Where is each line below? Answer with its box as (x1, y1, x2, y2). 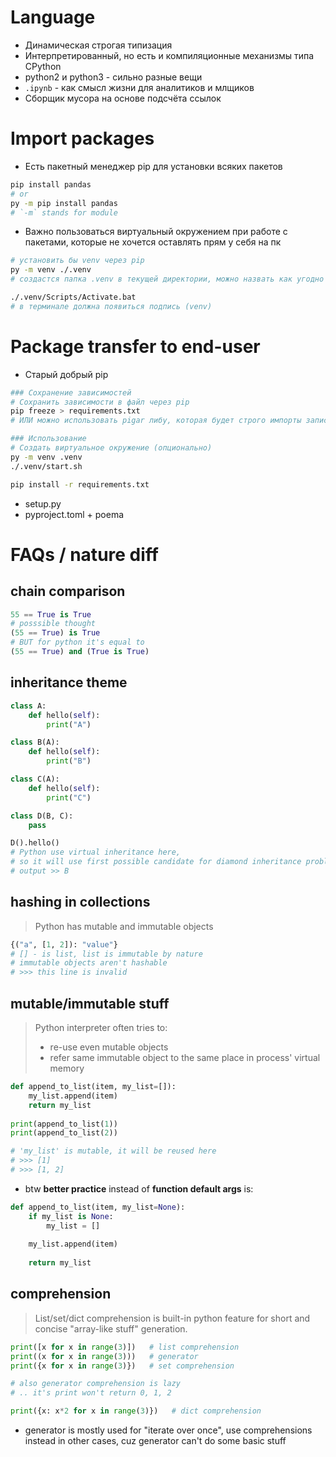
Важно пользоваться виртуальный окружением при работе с (24, 226, 288, 238)
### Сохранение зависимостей (10, 387, 132, 398)
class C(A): (10, 774, 60, 784)
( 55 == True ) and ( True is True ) (10, 647, 150, 657)
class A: (10, 701, 47, 711)
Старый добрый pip (24, 368, 109, 380)
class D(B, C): (10, 811, 74, 821)
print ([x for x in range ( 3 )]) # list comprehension (10, 1342, 240, 1352)
